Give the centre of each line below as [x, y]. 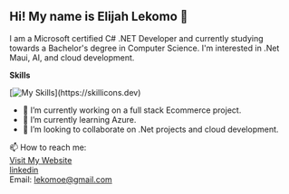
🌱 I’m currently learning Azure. [79, 119]
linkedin [24, 170]
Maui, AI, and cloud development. [72, 57]
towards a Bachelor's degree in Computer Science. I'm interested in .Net [144, 48]
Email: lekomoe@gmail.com [61, 179]
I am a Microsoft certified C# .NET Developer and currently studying [137, 38]
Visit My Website [41, 160]
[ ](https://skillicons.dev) [75, 92]
